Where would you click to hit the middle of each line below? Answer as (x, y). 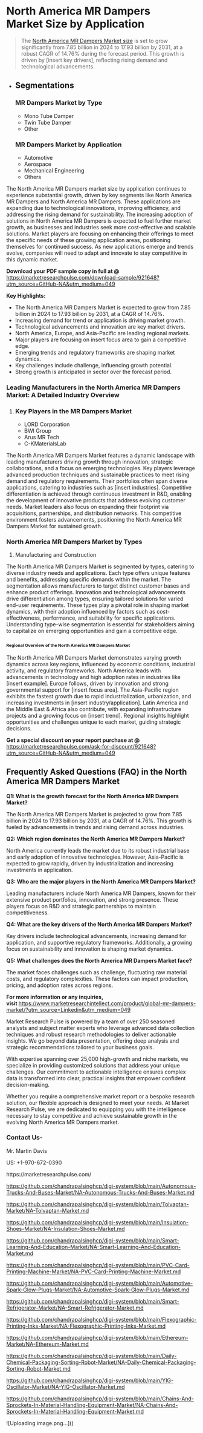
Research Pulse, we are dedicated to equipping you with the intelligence (96, 1109)
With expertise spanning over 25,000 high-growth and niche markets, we (97, 1059)
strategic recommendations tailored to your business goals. (80, 1047)
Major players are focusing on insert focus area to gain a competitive (101, 339)
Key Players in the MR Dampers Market (73, 411)
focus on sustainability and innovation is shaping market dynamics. (90, 949)
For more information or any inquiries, (55, 997)
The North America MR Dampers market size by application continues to (96, 188)
